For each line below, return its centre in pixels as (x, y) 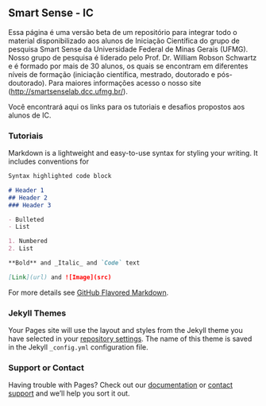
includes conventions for (49, 161)
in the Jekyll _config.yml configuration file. (78, 347)
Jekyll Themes (37, 313)
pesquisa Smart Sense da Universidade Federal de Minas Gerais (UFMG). (128, 49)
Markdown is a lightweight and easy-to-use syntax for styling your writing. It (133, 153)
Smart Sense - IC (51, 13)
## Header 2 (28, 198)
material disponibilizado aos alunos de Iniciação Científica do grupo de (124, 41)
